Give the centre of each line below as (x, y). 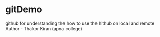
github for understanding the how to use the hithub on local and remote (80, 23)
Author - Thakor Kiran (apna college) (44, 28)
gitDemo (24, 9)
